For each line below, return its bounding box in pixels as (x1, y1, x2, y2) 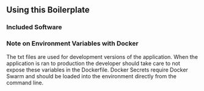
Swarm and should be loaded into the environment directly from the (6, 72, 177, 79)
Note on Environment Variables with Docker (6, 39, 139, 48)
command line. (6, 79, 44, 86)
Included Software (6, 23, 62, 32)
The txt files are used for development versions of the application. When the (6, 53, 199, 60)
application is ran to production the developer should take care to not (6, 59, 180, 67)
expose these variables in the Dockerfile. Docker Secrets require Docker (6, 66, 188, 73)
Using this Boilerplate (6, 5, 90, 15)
